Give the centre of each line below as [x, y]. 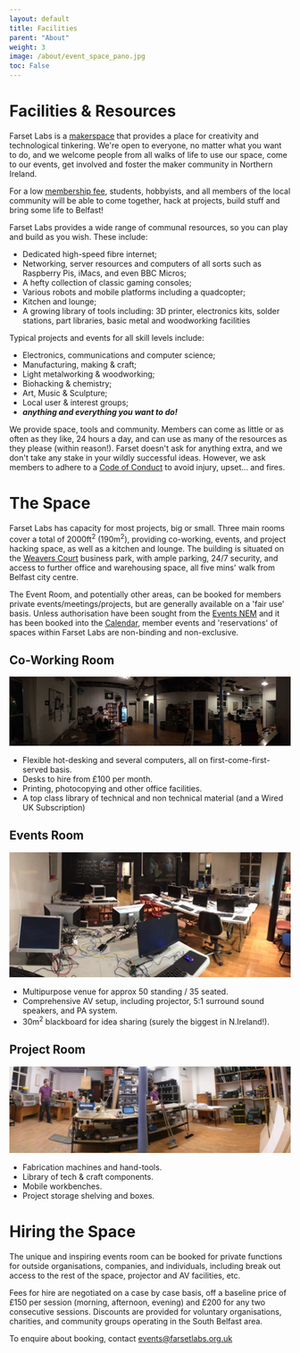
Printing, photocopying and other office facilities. [112, 788]
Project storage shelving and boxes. [88, 1196]
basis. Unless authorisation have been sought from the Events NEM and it [145, 613]
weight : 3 [28, 47]
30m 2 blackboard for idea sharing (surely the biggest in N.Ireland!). [146, 1021]
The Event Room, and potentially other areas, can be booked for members [145, 594]
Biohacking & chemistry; [67, 383]
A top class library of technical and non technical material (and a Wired [153, 798]
